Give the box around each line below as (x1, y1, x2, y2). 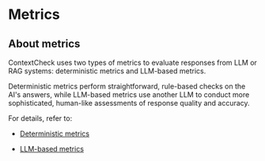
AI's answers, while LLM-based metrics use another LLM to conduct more (8, 90, 250, 99)
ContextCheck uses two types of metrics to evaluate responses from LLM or (8, 58, 257, 67)
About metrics (8, 37, 81, 51)
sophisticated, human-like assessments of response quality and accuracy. (8, 99, 251, 107)
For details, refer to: (8, 114, 73, 123)
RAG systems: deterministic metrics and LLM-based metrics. (8, 66, 206, 76)
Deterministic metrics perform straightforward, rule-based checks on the (8, 81, 246, 91)
